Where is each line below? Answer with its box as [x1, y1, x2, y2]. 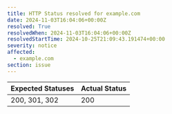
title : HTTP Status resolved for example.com [7, 10, 140, 17]
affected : [7, 49, 36, 56]
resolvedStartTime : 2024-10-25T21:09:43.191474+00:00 [7, 36, 166, 43]
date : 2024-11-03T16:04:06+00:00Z [7, 17, 107, 23]
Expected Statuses [10, 84, 75, 93]
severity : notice [7, 42, 57, 49]
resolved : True [7, 23, 51, 30]
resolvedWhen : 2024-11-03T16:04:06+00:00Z [7, 29, 131, 37]
